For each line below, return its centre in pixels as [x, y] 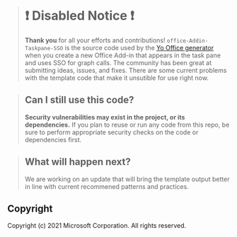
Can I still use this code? [79, 100]
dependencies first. [53, 139]
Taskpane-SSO [44, 48]
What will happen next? [77, 162]
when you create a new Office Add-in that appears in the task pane [123, 55]
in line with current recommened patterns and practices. [106, 186]
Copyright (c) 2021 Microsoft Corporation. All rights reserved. [97, 226]
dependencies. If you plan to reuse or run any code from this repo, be [127, 125]
